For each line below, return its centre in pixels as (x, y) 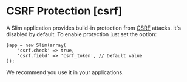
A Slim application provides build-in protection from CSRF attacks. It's (93, 28)
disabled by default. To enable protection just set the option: (81, 34)
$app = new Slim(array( (36, 45)
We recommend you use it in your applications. (65, 72)
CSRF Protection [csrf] (64, 11)
